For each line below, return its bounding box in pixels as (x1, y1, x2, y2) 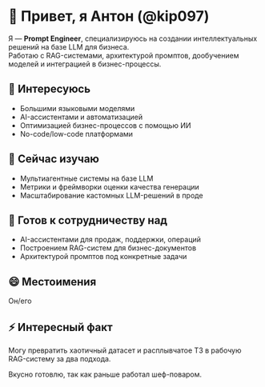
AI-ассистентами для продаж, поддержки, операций (19, 235, 202, 245)
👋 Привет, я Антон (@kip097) (8, 7, 210, 26)
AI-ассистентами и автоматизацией (19, 112, 143, 122)
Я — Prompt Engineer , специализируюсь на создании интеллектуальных (8, 34, 258, 43)
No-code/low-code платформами (19, 129, 134, 138)
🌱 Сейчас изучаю (8, 152, 100, 166)
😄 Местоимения (8, 275, 97, 289)
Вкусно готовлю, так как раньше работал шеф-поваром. (8, 369, 203, 379)
